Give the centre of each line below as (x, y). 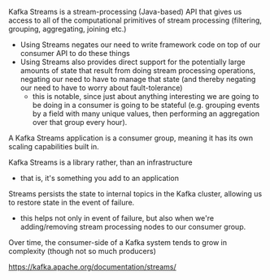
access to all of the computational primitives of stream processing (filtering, (135, 20)
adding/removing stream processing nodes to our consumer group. (133, 227)
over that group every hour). (80, 122)
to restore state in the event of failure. (72, 202)
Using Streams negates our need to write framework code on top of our (140, 45)
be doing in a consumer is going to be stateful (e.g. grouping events (146, 105)
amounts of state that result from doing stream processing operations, (138, 71)
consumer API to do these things (75, 53)
